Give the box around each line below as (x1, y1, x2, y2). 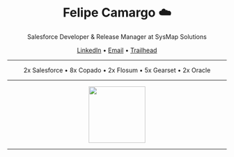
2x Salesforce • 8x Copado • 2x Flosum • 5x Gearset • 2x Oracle (23, 66, 211, 74)
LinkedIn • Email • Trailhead (77, 46, 157, 54)
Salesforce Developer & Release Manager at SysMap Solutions (27, 32, 207, 41)
